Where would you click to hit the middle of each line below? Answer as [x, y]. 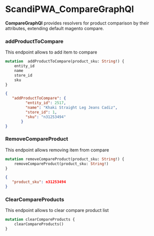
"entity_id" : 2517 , [46, 103]
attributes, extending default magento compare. [55, 28]
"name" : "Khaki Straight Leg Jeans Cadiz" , [71, 108]
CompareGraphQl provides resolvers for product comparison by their [77, 23]
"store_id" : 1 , [41, 112]
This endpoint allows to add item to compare [51, 52]
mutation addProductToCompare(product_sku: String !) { [65, 61]
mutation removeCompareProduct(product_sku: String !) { [65, 159]
